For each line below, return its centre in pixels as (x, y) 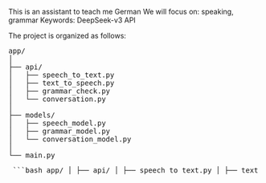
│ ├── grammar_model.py (59, 131)
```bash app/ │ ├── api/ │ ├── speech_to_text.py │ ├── (125, 171)
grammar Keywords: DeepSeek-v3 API (72, 20)
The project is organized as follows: (68, 36)
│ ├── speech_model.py (57, 123)
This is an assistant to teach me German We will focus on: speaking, (121, 12)
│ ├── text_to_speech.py (61, 83)
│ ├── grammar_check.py (59, 91)
